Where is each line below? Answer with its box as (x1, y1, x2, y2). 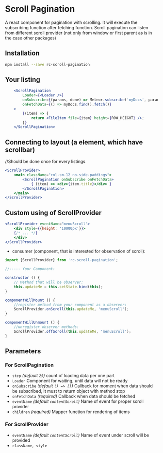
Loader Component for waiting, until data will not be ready (12, 378, 128, 384)
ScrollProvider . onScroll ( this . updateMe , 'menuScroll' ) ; (14, 307, 130, 312)
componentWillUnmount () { (5, 320, 60, 325)
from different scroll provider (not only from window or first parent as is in (5, 30, 152, 36)
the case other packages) (5, 35, 57, 41)
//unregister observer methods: (14, 325, 79, 329)
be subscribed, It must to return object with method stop (12, 388, 125, 394)
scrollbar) (5, 145, 35, 154)
